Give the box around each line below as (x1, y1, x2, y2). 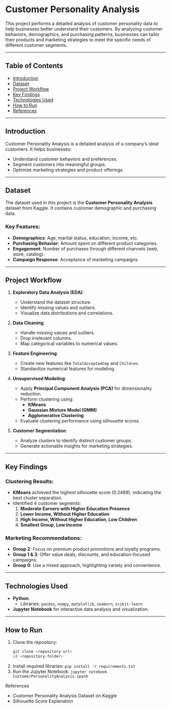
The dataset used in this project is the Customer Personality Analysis (5, 200, 153, 206)
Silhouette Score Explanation (12, 698, 73, 704)
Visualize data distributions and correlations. (20, 310, 114, 316)
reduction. (20, 391, 42, 397)
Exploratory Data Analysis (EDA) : (12, 289, 84, 296)
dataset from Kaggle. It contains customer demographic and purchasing (5, 205, 157, 211)
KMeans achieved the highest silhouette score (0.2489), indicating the (12, 490, 161, 496)
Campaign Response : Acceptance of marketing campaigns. (12, 256, 139, 263)
